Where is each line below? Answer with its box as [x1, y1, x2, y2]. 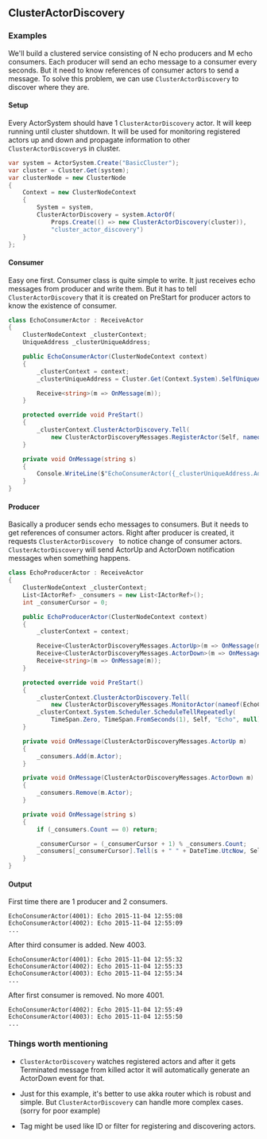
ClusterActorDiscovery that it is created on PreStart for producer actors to [8, 292, 251, 302]
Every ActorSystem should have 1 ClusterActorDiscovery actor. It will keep [8, 118, 252, 127]
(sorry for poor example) [19, 1106, 101, 1115]
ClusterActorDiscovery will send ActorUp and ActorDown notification [8, 545, 235, 554]
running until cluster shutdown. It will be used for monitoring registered [8, 127, 241, 136]
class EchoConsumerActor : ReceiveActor [8, 316, 145, 324]
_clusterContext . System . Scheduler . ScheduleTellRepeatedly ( [37, 708, 237, 716]
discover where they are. [8, 82, 90, 92]
